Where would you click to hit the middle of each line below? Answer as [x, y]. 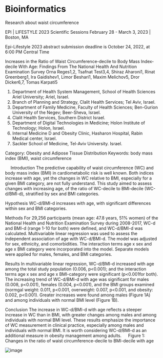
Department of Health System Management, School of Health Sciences [84, 91]
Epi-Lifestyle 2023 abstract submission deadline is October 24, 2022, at [78, 46]
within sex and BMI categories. [36, 208]
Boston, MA [17, 37]
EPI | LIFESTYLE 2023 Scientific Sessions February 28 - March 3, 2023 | [78, 32]
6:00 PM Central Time [27, 52]
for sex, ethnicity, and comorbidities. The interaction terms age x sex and [79, 244]
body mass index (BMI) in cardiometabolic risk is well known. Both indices [80, 173]
